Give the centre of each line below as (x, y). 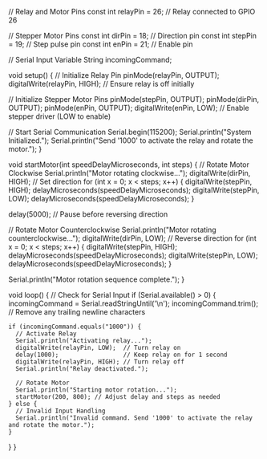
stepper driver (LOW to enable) (60, 116)
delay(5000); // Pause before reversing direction (88, 214)
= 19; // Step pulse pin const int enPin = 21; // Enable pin (101, 44)
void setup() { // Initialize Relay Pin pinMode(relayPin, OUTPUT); (114, 75)
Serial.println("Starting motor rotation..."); (97, 390)
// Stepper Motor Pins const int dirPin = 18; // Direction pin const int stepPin (132, 36)
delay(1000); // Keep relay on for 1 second (121, 355)
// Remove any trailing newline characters (77, 312)
